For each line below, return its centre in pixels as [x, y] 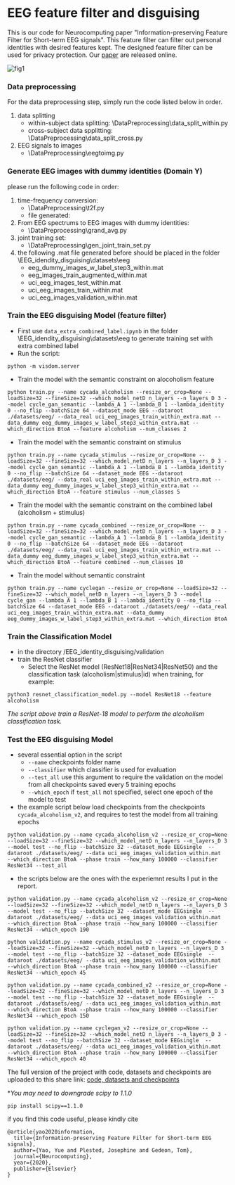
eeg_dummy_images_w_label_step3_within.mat [95, 267]
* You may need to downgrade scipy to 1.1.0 [69, 1093]
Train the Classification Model [60, 636]
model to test [47, 800]
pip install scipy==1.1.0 [45, 1106]
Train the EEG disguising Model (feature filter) [87, 316]
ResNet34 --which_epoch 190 [48, 930]
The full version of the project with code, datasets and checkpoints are [109, 1072]
